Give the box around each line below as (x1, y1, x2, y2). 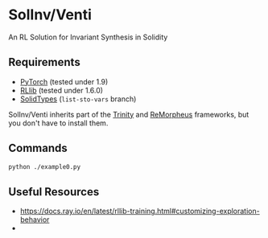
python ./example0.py (8, 162, 81, 170)
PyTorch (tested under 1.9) (19, 76, 109, 86)
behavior (19, 215, 50, 224)
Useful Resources (8, 185, 100, 199)
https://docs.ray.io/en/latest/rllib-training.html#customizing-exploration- (19, 207, 260, 216)
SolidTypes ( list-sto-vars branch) (19, 94, 137, 104)
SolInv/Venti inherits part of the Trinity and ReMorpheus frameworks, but (8, 109, 249, 119)
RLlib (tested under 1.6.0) (19, 85, 103, 95)
